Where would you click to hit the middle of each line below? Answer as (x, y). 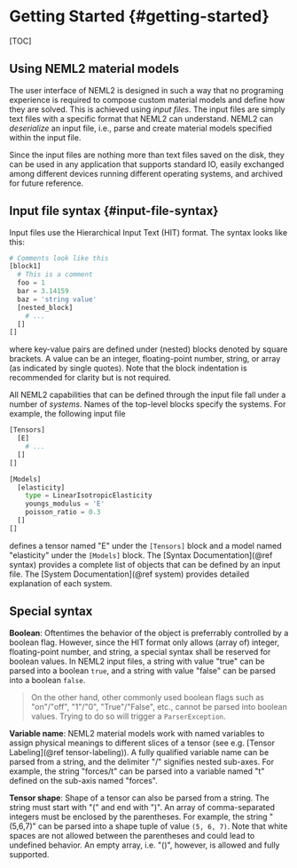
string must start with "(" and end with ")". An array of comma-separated (142, 807)
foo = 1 (31, 283)
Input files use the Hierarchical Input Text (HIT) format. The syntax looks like (148, 232)
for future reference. (47, 183)
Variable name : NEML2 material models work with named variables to (137, 733)
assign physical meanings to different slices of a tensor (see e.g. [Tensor (142, 743)
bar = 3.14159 (43, 291)
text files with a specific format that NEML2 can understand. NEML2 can (141, 118)
